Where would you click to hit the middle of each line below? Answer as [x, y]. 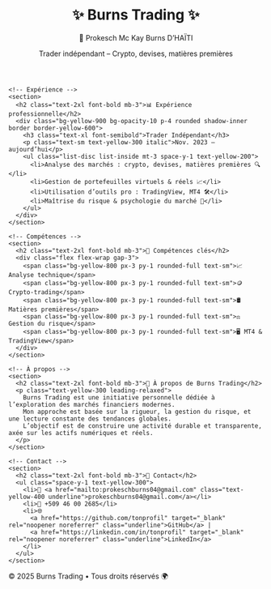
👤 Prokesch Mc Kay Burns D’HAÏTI [136, 37]
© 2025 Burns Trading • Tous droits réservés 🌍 [88, 576]
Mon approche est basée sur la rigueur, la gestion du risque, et [137, 412]
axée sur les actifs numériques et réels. [81, 433]
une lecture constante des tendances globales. [90, 419]
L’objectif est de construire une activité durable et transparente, [143, 426]
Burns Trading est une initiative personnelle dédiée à [119, 397]
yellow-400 [27, 497]
